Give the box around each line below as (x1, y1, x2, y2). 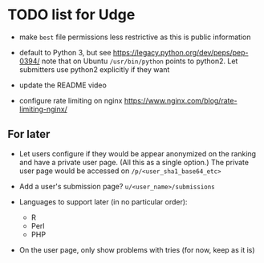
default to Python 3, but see (18, 47, 112, 57)
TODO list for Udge (7, 6, 136, 24)
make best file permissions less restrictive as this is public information (18, 32, 251, 42)
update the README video (18, 80, 108, 90)
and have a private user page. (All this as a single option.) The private (18, 157, 250, 167)
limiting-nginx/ (18, 104, 67, 114)
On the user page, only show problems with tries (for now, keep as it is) (18, 245, 255, 254)
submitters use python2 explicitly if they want (18, 64, 170, 74)
